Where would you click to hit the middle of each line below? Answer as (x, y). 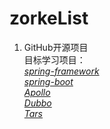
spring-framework (61, 71)
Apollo (37, 92)
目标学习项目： (54, 59)
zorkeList (49, 18)
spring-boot (48, 81)
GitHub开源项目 (56, 47)
